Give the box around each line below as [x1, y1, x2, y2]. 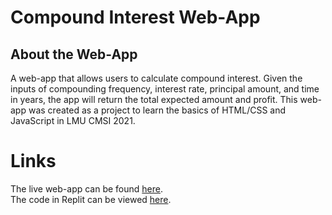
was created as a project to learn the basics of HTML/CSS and [28, 104, 287, 116]
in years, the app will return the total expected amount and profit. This [10, 94, 298, 105]
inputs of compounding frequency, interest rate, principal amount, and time [10, 83, 320, 95]
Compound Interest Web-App [10, 6, 261, 29]
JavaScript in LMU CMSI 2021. [10, 115, 136, 126]
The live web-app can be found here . [10, 182, 164, 195]
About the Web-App [10, 46, 138, 63]
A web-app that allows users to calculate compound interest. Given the [10, 72, 303, 84]
